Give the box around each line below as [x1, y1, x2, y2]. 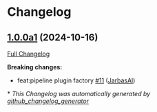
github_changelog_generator [7, 97, 90, 105]
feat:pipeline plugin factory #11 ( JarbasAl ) [17, 76, 136, 85]
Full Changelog [7, 49, 50, 58]
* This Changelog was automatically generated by [7, 90, 151, 98]
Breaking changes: [7, 63, 63, 71]
